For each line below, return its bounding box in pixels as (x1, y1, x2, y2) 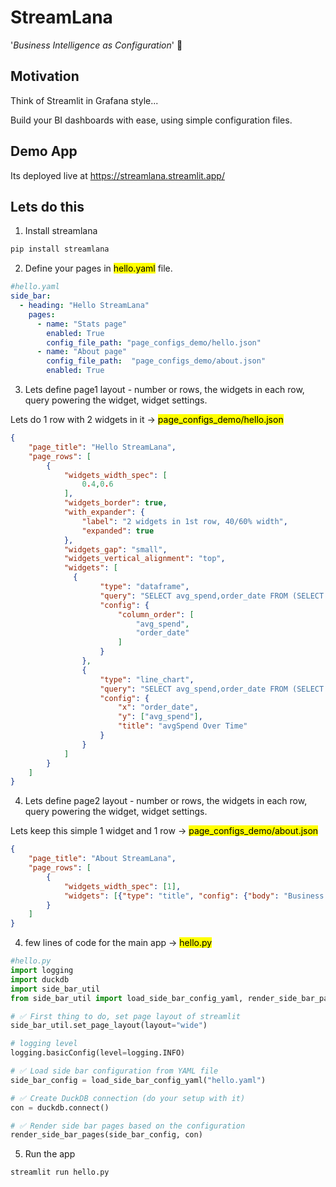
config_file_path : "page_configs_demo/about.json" (46, 356, 267, 366)
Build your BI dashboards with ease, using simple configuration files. (10, 114, 293, 126)
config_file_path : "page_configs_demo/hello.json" (46, 337, 262, 348)
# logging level (10, 1039, 78, 1049)
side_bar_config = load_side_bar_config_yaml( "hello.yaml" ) (10, 1075, 267, 1085)
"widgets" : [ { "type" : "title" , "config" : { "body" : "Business (63, 891, 325, 901)
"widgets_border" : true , (63, 498, 168, 508)
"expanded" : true (81, 526, 155, 536)
